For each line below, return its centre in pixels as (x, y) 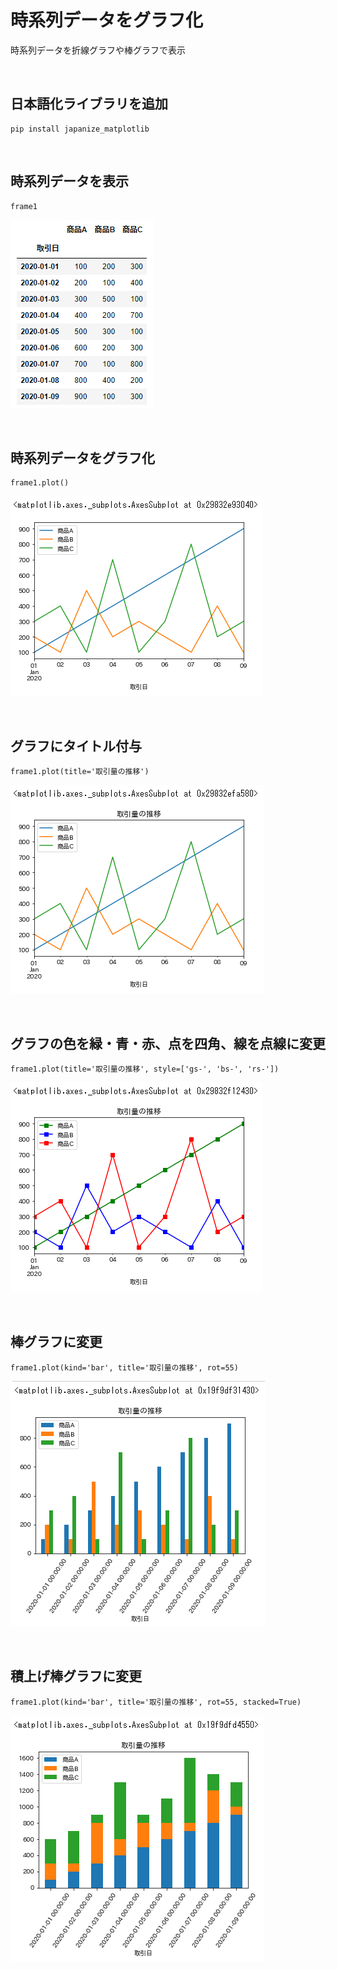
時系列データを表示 (69, 181)
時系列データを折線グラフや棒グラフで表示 (98, 50)
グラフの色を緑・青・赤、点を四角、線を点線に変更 (168, 1043)
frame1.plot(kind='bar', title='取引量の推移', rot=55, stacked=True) (156, 1702)
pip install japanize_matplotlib (80, 129)
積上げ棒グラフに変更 (76, 1676)
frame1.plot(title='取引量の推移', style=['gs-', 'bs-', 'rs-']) (145, 1069)
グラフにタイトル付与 (76, 746)
